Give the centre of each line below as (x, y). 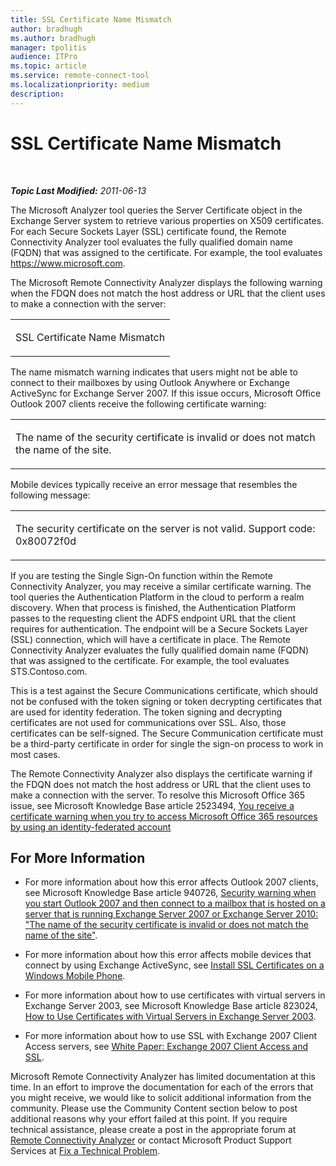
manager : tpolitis (48, 47)
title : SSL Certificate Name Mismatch (91, 19)
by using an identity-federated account (91, 827)
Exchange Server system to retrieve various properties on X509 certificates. (167, 220)
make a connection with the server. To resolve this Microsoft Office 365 (157, 795)
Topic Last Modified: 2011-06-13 (78, 190)
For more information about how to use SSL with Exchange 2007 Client (171, 1036)
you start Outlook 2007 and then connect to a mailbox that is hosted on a (175, 903)
